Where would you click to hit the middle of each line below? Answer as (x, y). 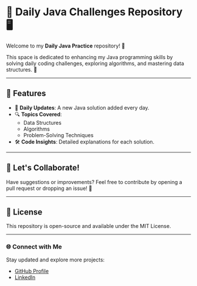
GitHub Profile (31, 271)
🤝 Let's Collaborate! (43, 168)
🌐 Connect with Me (34, 247)
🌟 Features (26, 93)
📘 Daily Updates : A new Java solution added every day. (82, 107)
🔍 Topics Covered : (38, 114)
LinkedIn (25, 277)
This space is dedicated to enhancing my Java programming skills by (89, 57)
